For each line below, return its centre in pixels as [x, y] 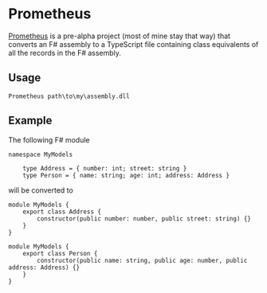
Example [30, 121]
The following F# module [49, 139]
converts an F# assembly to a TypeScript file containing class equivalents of [133, 44]
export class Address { [62, 212]
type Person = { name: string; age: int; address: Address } [126, 175]
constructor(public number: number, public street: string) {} [144, 219]
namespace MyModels [41, 154]
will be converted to [41, 190]
